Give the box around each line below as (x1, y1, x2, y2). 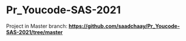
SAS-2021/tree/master (6, 28, 63, 35)
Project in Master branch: (6, 23, 68, 29)
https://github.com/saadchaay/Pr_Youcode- (68, 23, 180, 29)
